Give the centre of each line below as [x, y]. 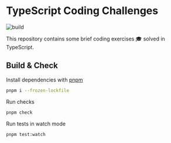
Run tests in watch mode [36, 124]
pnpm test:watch [26, 134]
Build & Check [32, 66]
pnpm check [19, 113]
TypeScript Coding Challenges [82, 11]
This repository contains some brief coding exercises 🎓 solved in [85, 39]
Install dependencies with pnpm [45, 80]
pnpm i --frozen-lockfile [37, 90]
